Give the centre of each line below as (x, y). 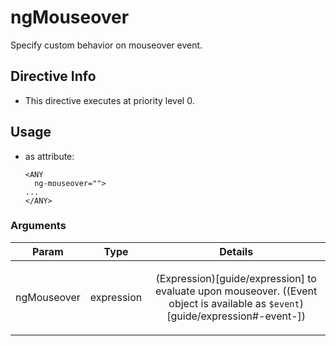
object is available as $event (234, 303)
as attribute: (49, 156)
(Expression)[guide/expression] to (236, 278)
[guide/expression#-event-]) (236, 316)
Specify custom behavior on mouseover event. (106, 45)
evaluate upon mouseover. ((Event (236, 291)
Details (236, 251)
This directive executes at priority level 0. (109, 100)
